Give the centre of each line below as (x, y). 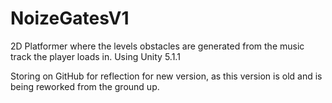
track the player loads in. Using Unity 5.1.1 (95, 56)
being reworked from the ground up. (85, 86)
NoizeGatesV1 (70, 18)
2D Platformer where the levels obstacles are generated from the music (157, 46)
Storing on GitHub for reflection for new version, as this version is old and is (166, 76)
